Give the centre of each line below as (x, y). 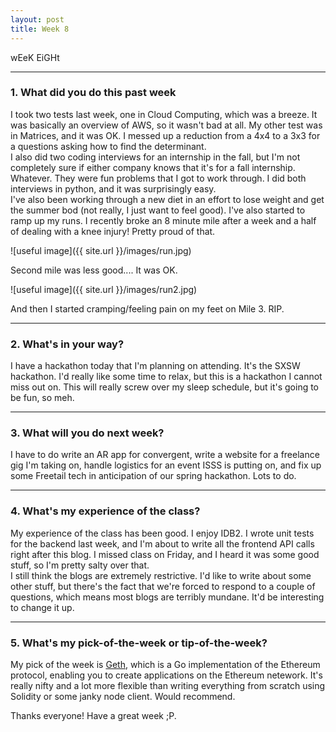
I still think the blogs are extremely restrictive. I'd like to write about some (161, 575)
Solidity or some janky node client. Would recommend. (123, 696)
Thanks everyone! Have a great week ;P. (93, 715)
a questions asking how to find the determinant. (108, 146)
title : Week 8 (40, 29)
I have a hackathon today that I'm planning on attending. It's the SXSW (155, 366)
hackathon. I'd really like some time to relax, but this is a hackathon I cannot (166, 377)
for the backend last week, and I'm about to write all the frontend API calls (162, 543)
